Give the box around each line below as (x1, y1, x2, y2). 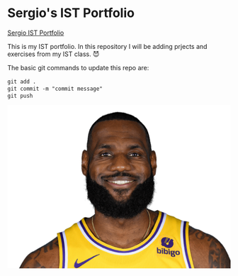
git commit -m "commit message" (7, 85, 103, 92)
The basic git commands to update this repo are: (7, 63, 149, 72)
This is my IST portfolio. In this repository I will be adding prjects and (7, 42, 208, 50)
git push (7, 92, 33, 99)
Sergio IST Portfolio (7, 28, 64, 37)
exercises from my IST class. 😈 (7, 50, 100, 58)
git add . (7, 78, 37, 85)
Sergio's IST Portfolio (7, 5, 135, 21)
